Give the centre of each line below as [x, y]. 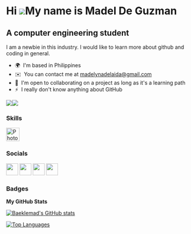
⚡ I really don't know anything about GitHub [69, 89]
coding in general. [28, 53]
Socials [17, 154]
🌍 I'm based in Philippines [48, 65]
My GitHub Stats [27, 201]
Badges [17, 188]
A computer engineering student [68, 33]
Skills [14, 118]
